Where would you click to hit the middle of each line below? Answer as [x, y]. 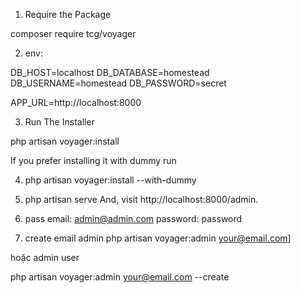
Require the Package [68, 14]
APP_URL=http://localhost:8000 [76, 102]
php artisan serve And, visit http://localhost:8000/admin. [141, 199]
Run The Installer [59, 122]
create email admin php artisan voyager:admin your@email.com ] [158, 238]
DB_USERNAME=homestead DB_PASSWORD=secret [118, 83]
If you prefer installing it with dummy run [93, 160]
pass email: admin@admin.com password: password [133, 218]
